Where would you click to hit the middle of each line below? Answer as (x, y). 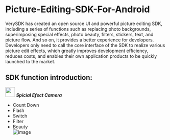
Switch (20, 115)
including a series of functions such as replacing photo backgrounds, (78, 29)
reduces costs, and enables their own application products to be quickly (81, 56)
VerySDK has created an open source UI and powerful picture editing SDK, (84, 24)
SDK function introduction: (49, 78)
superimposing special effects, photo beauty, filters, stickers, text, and (79, 34)
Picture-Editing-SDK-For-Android (78, 9)
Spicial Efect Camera (39, 95)
